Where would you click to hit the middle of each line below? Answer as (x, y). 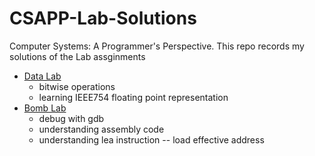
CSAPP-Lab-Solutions (103, 18)
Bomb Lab (45, 108)
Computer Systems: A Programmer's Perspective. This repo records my (157, 46)
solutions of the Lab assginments (77, 56)
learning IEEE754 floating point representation (133, 97)
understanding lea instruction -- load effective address (151, 139)
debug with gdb (71, 118)
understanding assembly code (101, 129)
